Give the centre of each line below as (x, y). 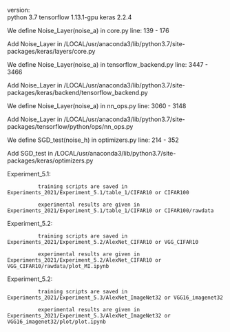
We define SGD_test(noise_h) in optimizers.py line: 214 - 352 (93, 140)
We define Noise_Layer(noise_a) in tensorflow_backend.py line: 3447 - (108, 64)
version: (19, 10)
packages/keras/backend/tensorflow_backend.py (77, 93)
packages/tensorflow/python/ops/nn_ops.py (70, 126)
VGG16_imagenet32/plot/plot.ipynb (57, 322)
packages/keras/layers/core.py (51, 51)
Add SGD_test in (30, 153)
